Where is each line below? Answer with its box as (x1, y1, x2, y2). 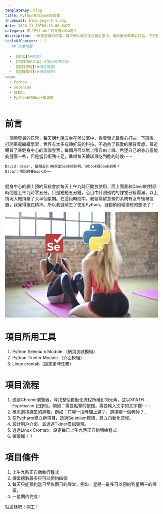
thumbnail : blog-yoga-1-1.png (5, 18, 66, 23)
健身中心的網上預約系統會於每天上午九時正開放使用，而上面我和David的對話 (5, 184, 157, 189)
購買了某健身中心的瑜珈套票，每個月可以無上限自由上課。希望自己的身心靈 (5, 147, 154, 153)
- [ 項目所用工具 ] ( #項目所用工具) (9, 59, 70, 64)
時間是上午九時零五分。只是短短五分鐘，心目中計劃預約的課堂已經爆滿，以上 (5, 190, 158, 196)
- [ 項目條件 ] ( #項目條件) (9, 70, 56, 74)
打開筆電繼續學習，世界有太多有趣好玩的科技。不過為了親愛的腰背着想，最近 (5, 141, 158, 147)
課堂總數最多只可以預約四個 (12, 475, 68, 481)
